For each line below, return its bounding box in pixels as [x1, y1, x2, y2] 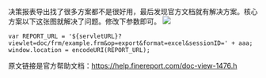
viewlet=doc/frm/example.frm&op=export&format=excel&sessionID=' [8, 39, 228, 47]
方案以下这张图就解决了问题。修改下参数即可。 [8, 17, 161, 26]
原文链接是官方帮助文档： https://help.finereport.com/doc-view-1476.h [8, 61, 237, 70]
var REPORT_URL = [8, 32, 66, 40]
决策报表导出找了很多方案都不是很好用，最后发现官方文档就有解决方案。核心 [8, 7, 258, 16]
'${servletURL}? [68, 32, 123, 40]
